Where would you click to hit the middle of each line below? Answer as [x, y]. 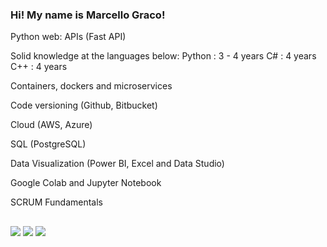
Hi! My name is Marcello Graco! [88, 15]
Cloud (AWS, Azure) [51, 125]
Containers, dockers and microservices [91, 86]
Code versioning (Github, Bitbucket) [84, 105]
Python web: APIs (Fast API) [68, 37]
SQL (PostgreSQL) [48, 144]
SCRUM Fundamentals [56, 202]
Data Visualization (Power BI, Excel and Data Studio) [117, 164]
